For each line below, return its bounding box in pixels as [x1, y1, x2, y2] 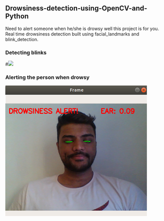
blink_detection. [5, 36, 39, 42]
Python [5, 12, 29, 21]
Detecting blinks [5, 49, 47, 56]
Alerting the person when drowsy [5, 74, 90, 81]
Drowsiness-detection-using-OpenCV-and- [5, 4, 148, 13]
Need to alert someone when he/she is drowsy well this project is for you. [5, 25, 159, 31]
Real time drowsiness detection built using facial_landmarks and [5, 30, 140, 37]
